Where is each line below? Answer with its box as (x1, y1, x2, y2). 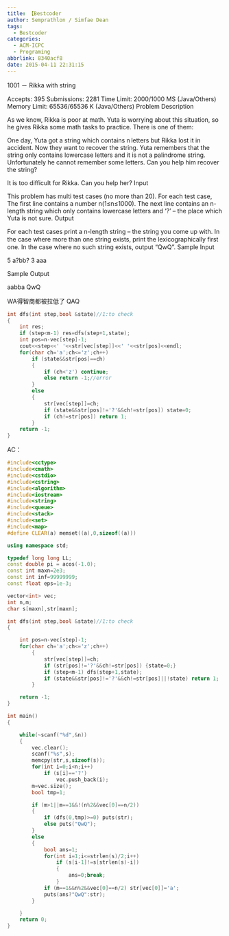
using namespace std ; (7, 542, 69, 549)
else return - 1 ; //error (43, 374, 112, 382)
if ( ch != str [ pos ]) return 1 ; (43, 413, 128, 420)
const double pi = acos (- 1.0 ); (7, 561, 97, 568)
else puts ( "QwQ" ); (43, 820, 97, 828)
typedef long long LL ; (7, 555, 72, 562)
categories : (7, 36, 41, 43)
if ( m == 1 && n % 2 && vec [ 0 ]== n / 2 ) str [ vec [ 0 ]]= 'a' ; (43, 884, 180, 891)
